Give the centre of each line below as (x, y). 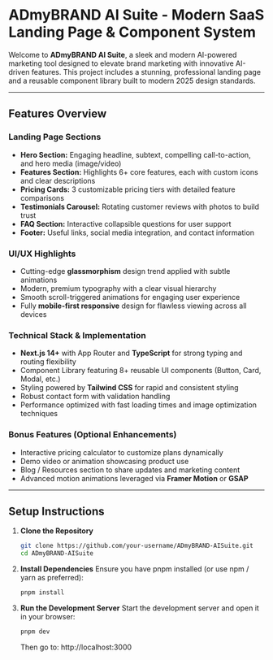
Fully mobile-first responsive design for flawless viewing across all (133, 306)
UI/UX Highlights (42, 254)
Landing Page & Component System (132, 32)
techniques (39, 414)
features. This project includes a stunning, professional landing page (146, 72)
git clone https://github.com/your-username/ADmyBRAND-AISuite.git (136, 546)
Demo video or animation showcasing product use (104, 461)
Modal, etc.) (40, 379)
